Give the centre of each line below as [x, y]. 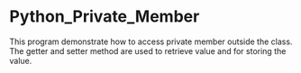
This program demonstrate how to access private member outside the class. [151, 41]
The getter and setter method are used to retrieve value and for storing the [148, 50]
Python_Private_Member [105, 17]
